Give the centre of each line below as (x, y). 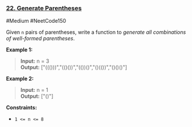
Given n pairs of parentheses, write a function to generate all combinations (96, 32)
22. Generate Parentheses (44, 8)
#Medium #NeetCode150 (36, 21)
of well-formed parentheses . (40, 39)
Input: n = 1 (34, 90)
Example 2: (20, 79)
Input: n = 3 (35, 61)
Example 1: (20, 50)
